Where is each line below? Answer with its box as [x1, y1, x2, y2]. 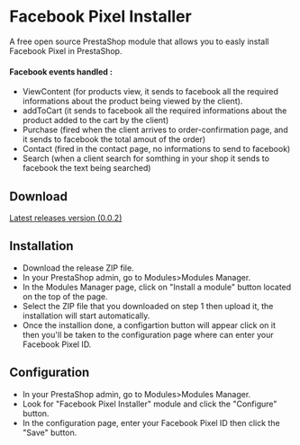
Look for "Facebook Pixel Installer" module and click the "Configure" [22, 398, 277, 409]
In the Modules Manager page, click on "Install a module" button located [22, 281, 292, 292]
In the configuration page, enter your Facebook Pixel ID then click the [22, 417, 281, 428]
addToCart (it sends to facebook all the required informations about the [22, 105, 287, 116]
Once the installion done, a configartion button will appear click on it [22, 319, 277, 330]
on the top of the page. [22, 290, 108, 302]
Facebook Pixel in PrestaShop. [9, 45, 123, 56]
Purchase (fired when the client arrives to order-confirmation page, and [22, 124, 288, 136]
